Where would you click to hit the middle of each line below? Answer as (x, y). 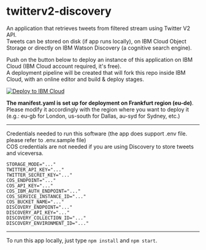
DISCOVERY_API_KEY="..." (38, 213)
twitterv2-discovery (59, 11)
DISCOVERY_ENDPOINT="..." (39, 207)
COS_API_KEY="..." (30, 186)
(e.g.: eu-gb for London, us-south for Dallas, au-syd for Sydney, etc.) (93, 116)
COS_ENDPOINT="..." (31, 180)
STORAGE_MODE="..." (31, 164)
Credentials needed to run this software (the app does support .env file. (97, 134)
